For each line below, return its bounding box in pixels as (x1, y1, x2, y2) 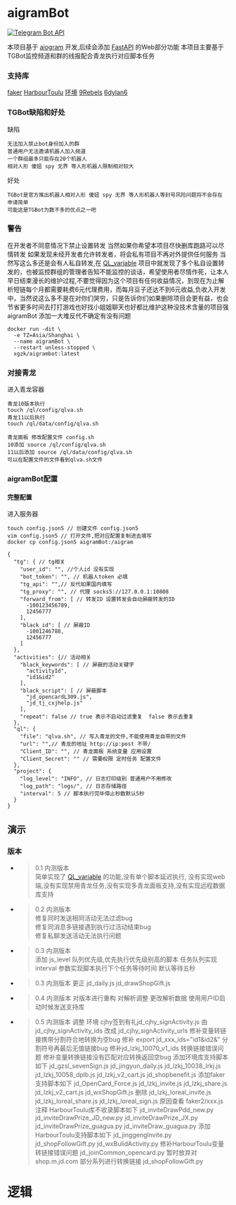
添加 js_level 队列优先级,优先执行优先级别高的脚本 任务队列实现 (34, 955, 218, 964)
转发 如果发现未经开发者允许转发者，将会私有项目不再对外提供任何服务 (13, 250, 218, 258)
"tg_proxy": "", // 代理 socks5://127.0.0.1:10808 (20, 588, 169, 595)
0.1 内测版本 (34, 864, 70, 872)
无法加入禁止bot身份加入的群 (7, 140, 80, 147)
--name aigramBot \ (13, 338, 71, 345)
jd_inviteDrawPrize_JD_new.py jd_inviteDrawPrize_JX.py (34, 1113, 198, 1122)
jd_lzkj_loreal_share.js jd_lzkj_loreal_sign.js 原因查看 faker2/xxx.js (34, 1097, 223, 1105)
